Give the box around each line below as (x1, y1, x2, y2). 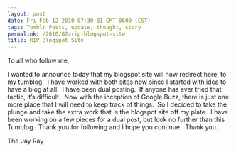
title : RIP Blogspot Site (7, 37, 84, 44)
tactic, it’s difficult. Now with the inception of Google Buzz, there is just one (7, 93, 230, 102)
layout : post (7, 10, 46, 18)
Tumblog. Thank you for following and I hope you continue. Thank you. (7, 123, 218, 131)
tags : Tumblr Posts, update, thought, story (7, 23, 141, 31)
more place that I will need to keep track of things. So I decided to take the (7, 100, 227, 109)
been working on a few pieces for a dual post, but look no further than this (7, 115, 225, 124)
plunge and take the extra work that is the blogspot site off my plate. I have (7, 108, 229, 116)
